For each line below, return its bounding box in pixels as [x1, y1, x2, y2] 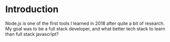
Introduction [5, 4, 59, 15]
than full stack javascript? [5, 31, 59, 37]
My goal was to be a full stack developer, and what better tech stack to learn [5, 25, 165, 31]
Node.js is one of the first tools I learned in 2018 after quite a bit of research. [5, 20, 165, 26]
